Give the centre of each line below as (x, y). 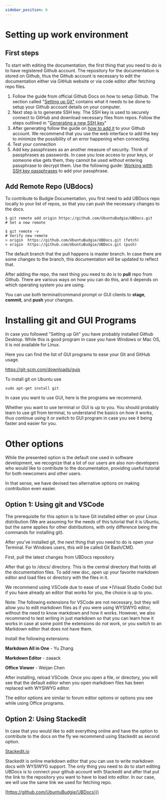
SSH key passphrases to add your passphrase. (60, 170)
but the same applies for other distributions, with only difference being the (82, 527)
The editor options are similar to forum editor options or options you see (79, 698)
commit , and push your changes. (40, 300)
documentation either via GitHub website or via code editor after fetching (80, 81)
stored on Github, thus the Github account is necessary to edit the (73, 76)
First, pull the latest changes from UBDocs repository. (60, 557)
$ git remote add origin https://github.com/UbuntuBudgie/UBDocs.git (79, 219)
